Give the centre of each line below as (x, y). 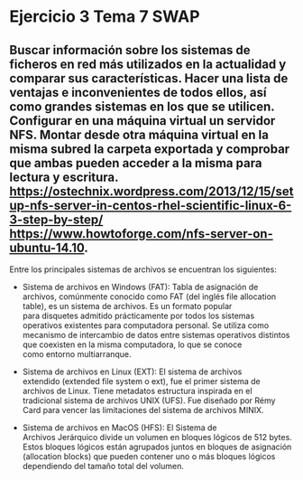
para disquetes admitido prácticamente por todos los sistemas (138, 315)
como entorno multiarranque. (77, 354)
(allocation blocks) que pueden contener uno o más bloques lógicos (149, 456)
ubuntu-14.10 (47, 247)
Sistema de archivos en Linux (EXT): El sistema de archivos (132, 372)
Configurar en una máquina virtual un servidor (142, 121)
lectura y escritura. (64, 177)
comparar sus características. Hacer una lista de (149, 78)
